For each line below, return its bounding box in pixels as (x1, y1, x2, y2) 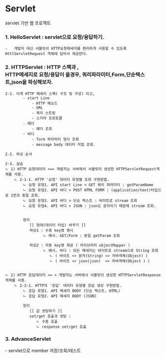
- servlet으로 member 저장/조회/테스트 (5, 348, 81, 354)
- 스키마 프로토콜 (31, 116, 62, 120)
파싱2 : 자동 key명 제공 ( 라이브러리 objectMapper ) (29, 242, 130, 248)
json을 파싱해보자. (11, 79, 53, 86)
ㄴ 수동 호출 (36, 319, 58, 324)
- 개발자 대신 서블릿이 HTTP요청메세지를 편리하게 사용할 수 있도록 (5, 46, 127, 51)
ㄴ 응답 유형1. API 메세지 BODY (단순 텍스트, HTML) (23, 288, 120, 293)
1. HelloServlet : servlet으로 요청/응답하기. (5, 33, 105, 40)
